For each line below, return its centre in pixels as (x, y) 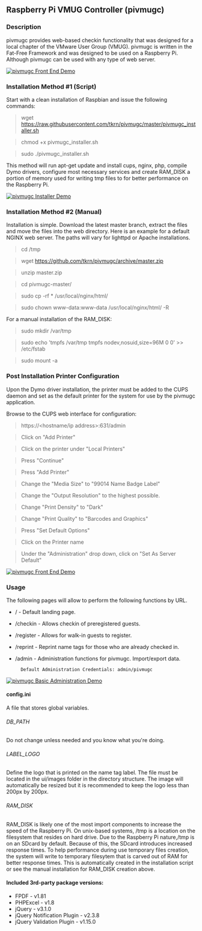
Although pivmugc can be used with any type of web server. (81, 59)
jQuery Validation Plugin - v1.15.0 (55, 921)
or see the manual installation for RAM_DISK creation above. (81, 869)
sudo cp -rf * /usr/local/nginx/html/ (64, 296)
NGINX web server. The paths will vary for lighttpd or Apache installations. (98, 238)
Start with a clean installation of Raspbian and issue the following (87, 99)
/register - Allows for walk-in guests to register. (73, 635)
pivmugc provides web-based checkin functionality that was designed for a (100, 40)
